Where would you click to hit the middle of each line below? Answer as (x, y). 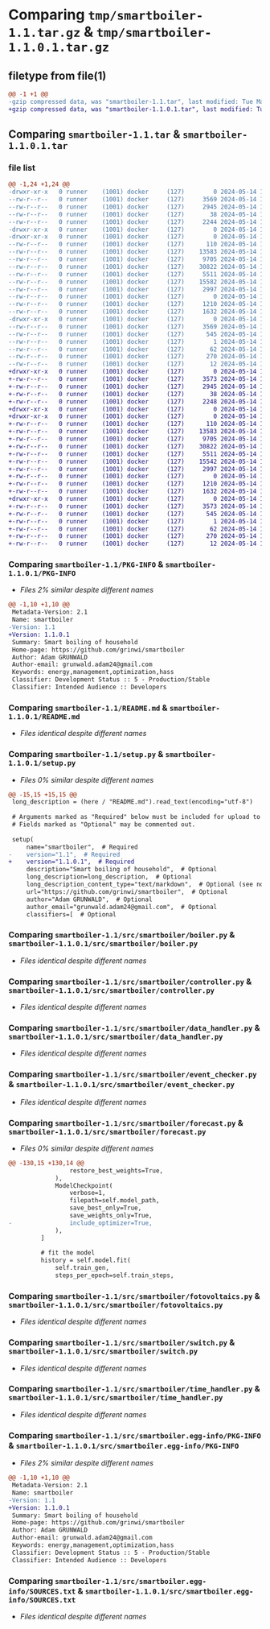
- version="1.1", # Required (64, 854)
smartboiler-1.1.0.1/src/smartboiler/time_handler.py (116, 1398)
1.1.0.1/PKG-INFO (42, 574)
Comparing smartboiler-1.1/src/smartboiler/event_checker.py (133, 1074)
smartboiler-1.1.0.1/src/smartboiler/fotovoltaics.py (116, 1305)
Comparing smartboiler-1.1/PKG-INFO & (86, 564)
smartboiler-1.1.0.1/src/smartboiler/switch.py (103, 1352)
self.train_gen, (82, 1268)
